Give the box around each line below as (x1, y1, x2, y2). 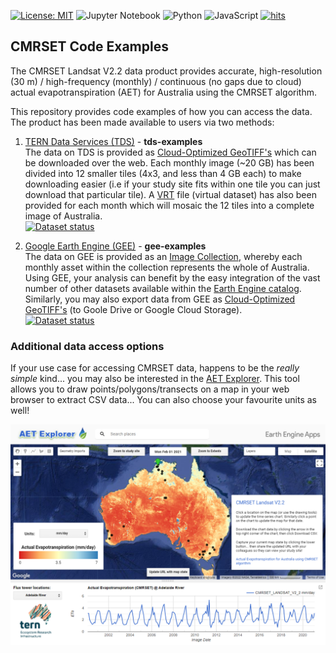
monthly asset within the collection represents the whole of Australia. (24, 261, 310, 273)
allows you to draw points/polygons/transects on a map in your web (10, 383, 290, 395)
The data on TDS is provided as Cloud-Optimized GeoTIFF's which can (24, 146, 317, 158)
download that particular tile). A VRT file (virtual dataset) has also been (24, 188, 317, 200)
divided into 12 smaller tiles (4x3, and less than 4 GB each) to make (24, 167, 302, 179)
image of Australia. (24, 210, 103, 222)
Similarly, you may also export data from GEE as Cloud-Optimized (24, 293, 296, 305)
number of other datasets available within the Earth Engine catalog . (24, 282, 302, 294)
